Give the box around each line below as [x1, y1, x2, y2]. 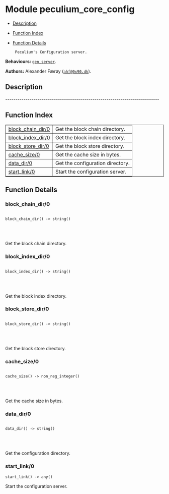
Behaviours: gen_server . [5, 58, 56, 64]
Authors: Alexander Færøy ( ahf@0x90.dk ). [5, 68, 92, 74]
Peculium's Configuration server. [15, 49, 88, 54]
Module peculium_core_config [5, 4, 135, 15]
